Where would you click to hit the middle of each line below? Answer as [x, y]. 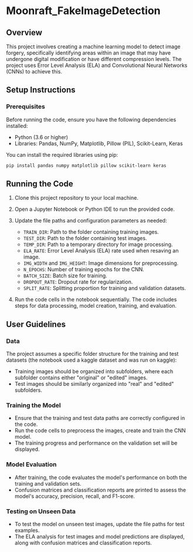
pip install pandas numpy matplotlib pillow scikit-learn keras [86, 166]
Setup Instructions [41, 90]
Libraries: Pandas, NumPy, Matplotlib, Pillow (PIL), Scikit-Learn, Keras [99, 143]
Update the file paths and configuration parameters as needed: [91, 221]
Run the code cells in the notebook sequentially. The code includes [96, 299]
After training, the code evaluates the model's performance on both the [101, 477]
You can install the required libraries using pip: [62, 154]
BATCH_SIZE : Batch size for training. [65, 276]
